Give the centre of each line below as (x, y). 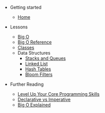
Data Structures (34, 53)
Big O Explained (34, 105)
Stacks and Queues (45, 58)
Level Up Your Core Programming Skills (59, 94)
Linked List (36, 64)
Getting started (26, 7)
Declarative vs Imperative (44, 99)
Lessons (19, 27)
